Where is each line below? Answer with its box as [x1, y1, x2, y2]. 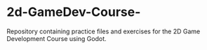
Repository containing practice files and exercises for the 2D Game [6, 27, 201, 35]
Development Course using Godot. [6, 34, 107, 42]
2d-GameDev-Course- [6, 4, 141, 20]
